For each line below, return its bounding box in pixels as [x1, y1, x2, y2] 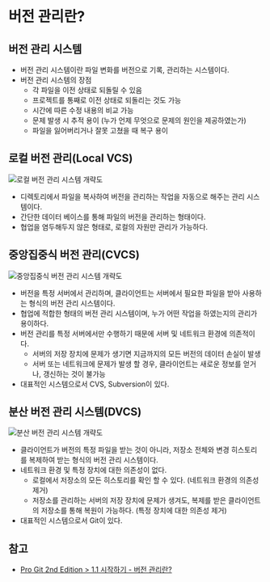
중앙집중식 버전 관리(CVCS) [8, 248, 140, 262]
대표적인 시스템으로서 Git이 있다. [19, 516, 123, 525]
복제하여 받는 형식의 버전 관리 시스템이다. [28, 455, 159, 465]
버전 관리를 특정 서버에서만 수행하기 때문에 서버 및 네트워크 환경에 [19, 328, 228, 338]
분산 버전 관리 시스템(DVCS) [8, 405, 142, 419]
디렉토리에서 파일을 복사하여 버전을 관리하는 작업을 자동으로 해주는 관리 [19, 192, 245, 201]
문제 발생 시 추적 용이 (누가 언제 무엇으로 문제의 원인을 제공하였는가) [32, 116, 247, 125]
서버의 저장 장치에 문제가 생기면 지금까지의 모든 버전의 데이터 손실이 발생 [32, 348, 261, 358]
